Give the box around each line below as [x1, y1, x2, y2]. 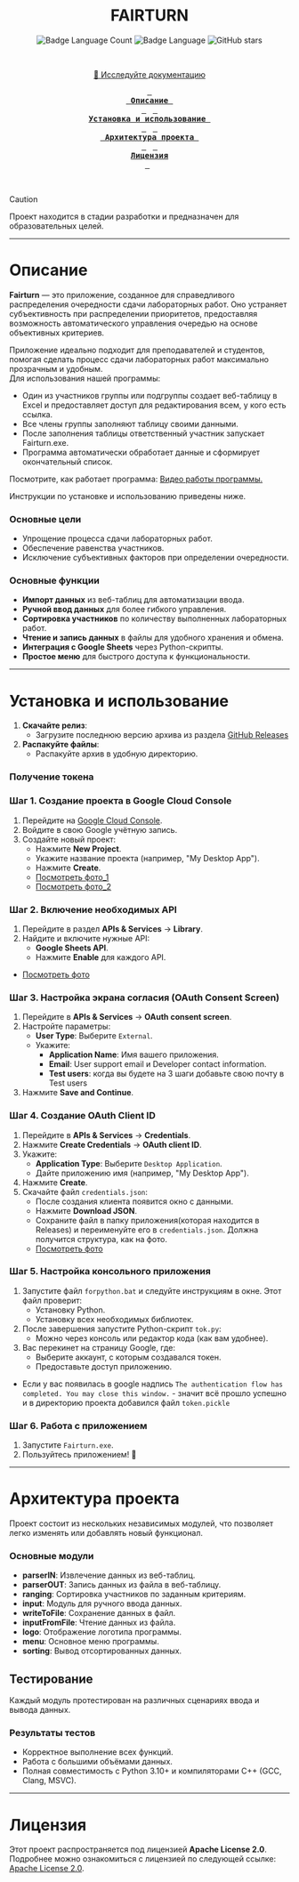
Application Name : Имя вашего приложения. [48, 1049, 220, 1060]
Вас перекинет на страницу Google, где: [21, 1342, 176, 1353]
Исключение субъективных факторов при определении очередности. [21, 553, 289, 563]
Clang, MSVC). [21, 1775, 77, 1786]
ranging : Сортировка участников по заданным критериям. [21, 1589, 246, 1600]
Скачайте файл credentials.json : [21, 1186, 149, 1197]
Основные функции [9, 575, 100, 587]
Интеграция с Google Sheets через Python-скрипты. [21, 642, 224, 652]
